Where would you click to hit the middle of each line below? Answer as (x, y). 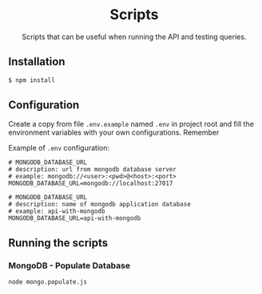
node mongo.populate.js (48, 282)
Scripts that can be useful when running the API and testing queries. (134, 37)
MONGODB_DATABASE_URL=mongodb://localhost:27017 (91, 184)
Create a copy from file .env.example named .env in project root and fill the (131, 124)
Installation (37, 62)
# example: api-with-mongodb (57, 212)
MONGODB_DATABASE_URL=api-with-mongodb (75, 218)
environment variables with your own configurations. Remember (114, 132)
